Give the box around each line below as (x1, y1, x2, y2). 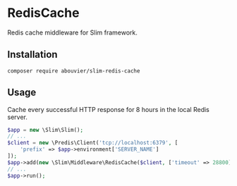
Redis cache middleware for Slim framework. (7, 28, 138, 37)
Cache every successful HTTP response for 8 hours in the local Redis (7, 105, 209, 113)
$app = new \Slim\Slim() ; (7, 126, 83, 133)
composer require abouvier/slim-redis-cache (7, 67, 140, 75)
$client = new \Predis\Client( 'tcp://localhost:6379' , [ (7, 139, 178, 147)
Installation (7, 49, 58, 61)
